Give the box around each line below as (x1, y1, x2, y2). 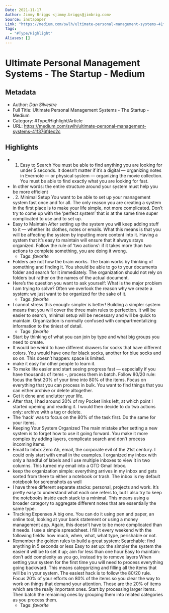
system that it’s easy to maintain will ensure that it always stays (12, 237, 143, 243)
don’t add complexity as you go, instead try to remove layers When (12, 554, 152, 560)
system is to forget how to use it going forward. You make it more (12, 430, 148, 436)
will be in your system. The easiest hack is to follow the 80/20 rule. (12, 570, 151, 576)
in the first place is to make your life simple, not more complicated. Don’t (12, 205, 163, 211)
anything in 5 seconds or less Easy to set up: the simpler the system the (12, 543, 162, 549)
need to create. (12, 339, 44, 345)
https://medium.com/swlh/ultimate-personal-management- (24, 123, 147, 129)
